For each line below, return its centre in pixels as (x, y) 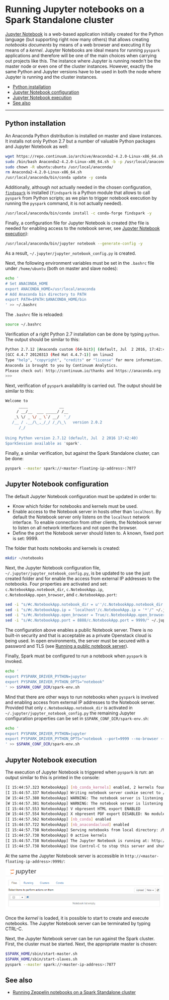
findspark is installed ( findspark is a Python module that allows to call (77, 193)
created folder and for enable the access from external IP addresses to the (82, 578)
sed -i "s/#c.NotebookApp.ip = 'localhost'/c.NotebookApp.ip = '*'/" (80, 610)
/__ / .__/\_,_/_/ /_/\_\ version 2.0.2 (57, 422)
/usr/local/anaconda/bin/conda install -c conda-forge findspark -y (78, 213)
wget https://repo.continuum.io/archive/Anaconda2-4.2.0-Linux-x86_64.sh (84, 156)
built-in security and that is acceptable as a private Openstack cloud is (78, 636)
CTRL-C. (14, 929)
